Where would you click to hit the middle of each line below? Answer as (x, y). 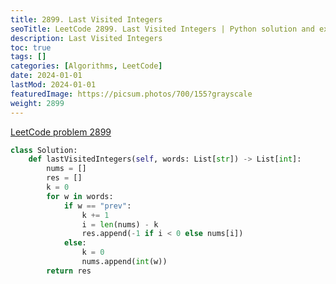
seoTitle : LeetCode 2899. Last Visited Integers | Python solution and (162, 29)
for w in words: (80, 196)
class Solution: (44, 150)
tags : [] (28, 57)
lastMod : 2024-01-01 (53, 85)
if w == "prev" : (97, 206)
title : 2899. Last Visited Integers (86, 19)
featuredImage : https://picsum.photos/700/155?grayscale (131, 94)
